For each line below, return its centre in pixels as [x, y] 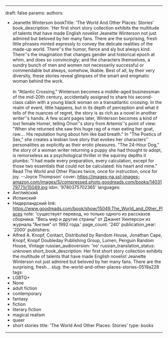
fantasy [20, 299]
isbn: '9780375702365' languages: [84, 187]
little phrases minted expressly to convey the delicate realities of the [82, 44]
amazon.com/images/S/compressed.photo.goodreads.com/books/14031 [87, 182]
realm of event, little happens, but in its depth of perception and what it [85, 107]
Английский [25, 192]
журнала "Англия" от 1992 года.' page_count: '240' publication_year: [84, 224]
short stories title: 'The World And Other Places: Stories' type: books [83, 325]
